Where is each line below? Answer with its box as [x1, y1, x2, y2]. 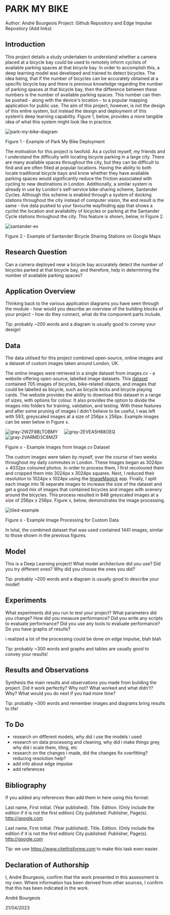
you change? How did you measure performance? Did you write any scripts [5, 615, 163, 621]
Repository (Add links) [5, 25, 52, 31]
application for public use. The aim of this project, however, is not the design [5, 102, 165, 109]
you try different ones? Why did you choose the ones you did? [5, 566, 135, 572]
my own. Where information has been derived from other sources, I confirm [5, 880, 163, 886]
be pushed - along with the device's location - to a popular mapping [5, 97, 148, 103]
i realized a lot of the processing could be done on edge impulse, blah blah [5, 636, 161, 642]
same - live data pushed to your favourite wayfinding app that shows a [5, 202, 153, 208]
